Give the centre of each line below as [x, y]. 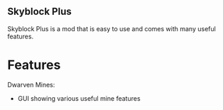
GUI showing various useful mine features [79, 98]
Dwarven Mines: [31, 84]
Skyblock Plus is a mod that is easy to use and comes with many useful [112, 28]
